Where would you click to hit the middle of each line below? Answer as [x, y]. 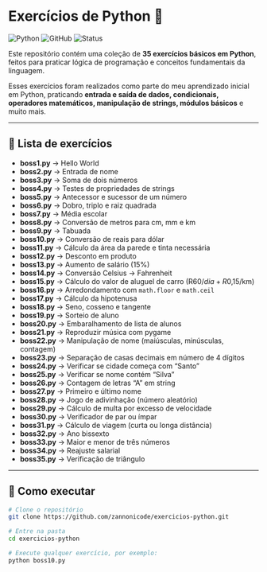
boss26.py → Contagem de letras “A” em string [98, 383]
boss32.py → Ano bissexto [64, 434]
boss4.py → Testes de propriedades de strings [97, 188]
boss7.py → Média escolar [64, 213]
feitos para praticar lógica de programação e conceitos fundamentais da [127, 62]
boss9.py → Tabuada [55, 231]
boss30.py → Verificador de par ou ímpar [88, 416]
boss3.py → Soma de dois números [79, 180]
